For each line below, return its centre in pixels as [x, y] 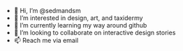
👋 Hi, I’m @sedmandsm [47, 11]
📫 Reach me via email [46, 40]
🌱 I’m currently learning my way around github [80, 25]
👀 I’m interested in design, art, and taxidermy [78, 18]
